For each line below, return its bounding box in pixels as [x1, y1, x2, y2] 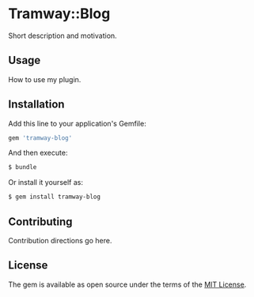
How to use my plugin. [8, 74, 82, 84]
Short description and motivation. [8, 31, 117, 40]
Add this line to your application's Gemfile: [8, 118, 146, 128]
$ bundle [8, 164, 37, 171]
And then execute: [8, 148, 68, 158]
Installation [8, 98, 65, 111]
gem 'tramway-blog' [8, 133, 73, 142]
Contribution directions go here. [8, 236, 112, 245]
